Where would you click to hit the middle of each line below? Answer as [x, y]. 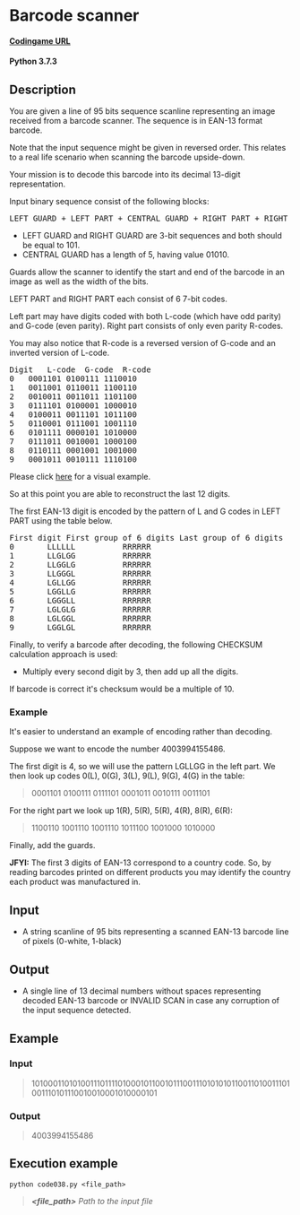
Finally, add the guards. [52, 846]
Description [43, 89]
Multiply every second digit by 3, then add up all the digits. [130, 672]
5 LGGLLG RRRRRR [80, 592]
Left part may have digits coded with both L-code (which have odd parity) [146, 317]
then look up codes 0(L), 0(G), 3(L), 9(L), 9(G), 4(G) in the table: [127, 776]
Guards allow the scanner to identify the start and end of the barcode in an [147, 272]
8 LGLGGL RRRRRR [80, 619]
